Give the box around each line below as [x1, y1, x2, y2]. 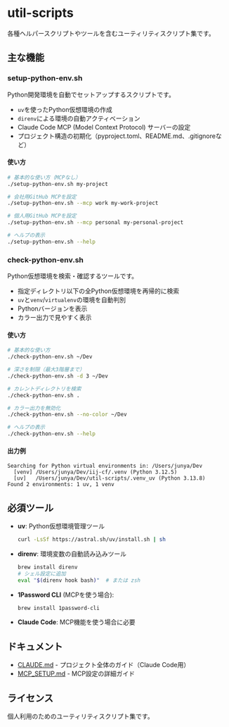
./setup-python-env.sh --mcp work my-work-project [7, 199, 159, 207]
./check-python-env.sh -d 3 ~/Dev [7, 372, 109, 380]
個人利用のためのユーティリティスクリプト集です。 [7, 712, 154, 721]
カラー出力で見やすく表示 [17, 313, 92, 322]
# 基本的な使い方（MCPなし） [7, 174, 81, 181]
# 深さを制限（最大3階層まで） [7, 366, 86, 373]
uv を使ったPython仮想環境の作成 [17, 105, 112, 113]
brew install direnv [17, 564, 78, 571]
